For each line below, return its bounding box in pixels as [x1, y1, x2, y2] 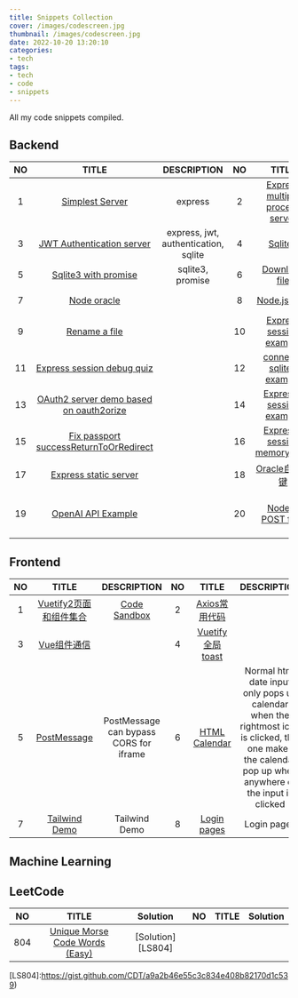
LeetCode [9, 883, 65, 898]
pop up [242, 765, 272, 778]
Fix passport [68, 430, 122, 443]
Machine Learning [9, 854, 113, 869]
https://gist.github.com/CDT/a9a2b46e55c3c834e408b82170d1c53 [41, 970, 288, 981]
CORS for [112, 737, 152, 749]
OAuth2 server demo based [36, 393, 153, 405]
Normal [244, 665, 276, 677]
